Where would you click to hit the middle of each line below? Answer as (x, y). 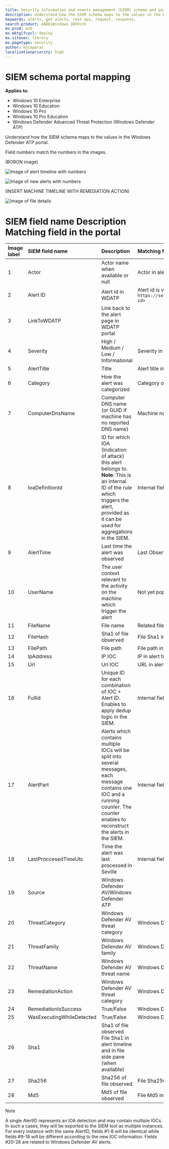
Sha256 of (114, 1077)
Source (36, 893)
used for (111, 525)
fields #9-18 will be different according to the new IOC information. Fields (81, 1137)
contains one (117, 788)
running (110, 800)
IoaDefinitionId (45, 488)
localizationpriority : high (35, 52)
